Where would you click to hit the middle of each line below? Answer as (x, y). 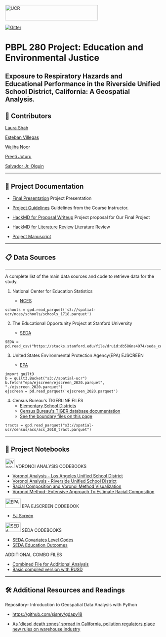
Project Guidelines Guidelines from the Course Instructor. (70, 208)
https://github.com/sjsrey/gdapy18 (47, 614)
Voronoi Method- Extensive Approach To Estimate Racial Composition (83, 491)
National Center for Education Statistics (52, 291)
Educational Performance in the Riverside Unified (83, 84)
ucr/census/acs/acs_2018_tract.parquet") (48, 430)
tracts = (14, 425)
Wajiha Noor (18, 147)
